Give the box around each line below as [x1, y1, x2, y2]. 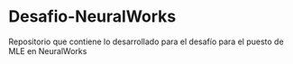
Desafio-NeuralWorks [8, 6, 177, 27]
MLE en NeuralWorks [8, 45, 87, 56]
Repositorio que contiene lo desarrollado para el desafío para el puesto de [8, 36, 285, 47]
